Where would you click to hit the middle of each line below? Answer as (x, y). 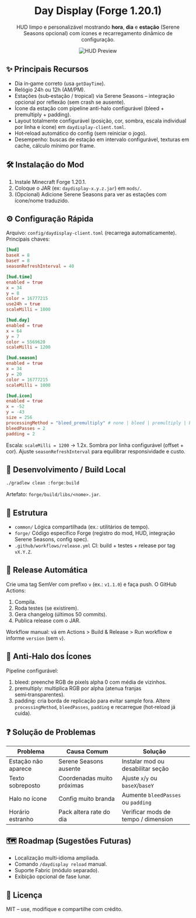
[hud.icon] (19, 396)
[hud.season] (22, 358)
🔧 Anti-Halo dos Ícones (49, 656)
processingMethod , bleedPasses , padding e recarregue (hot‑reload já (95, 707)
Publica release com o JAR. (47, 620)
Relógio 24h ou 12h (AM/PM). (50, 90)
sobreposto (25, 786)
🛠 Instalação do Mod (45, 165)
